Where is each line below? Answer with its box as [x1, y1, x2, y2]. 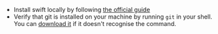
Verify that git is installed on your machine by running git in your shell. [13, 13, 213, 21]
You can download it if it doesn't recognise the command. [13, 20, 176, 27]
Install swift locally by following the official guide [13, 6, 150, 13]
